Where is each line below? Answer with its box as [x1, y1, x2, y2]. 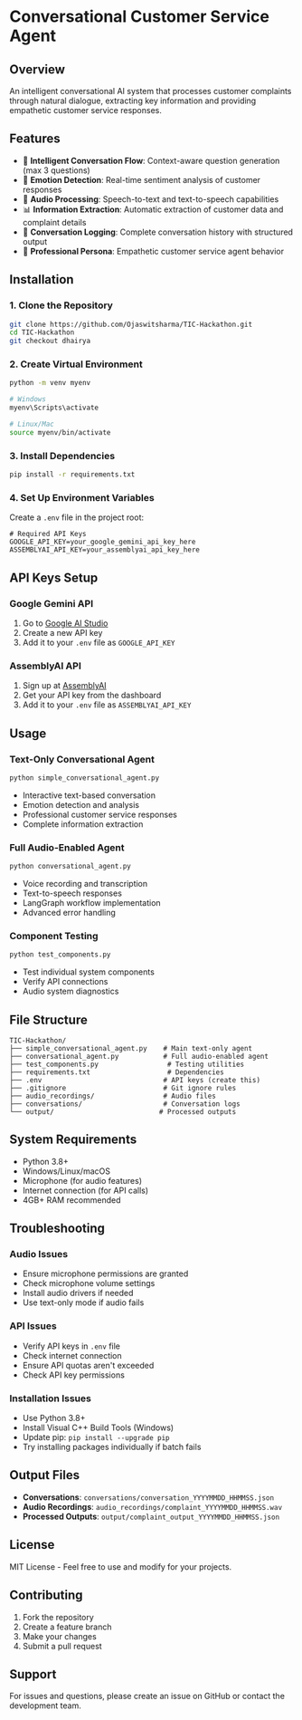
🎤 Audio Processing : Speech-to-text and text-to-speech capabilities [22, 193, 279, 205]
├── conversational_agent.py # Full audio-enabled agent [9, 1052, 269, 1061]
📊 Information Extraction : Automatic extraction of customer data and [22, 204, 284, 215]
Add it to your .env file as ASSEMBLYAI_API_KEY [22, 699, 192, 710]
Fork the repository [22, 1611, 95, 1622]
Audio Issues [9, 1248, 69, 1261]
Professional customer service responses [22, 809, 178, 820]
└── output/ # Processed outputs [9, 1107, 237, 1116]
